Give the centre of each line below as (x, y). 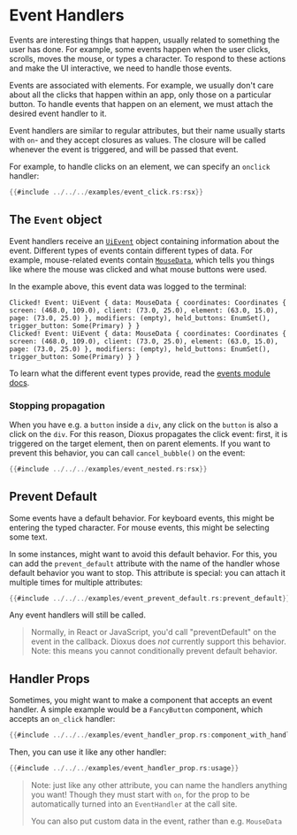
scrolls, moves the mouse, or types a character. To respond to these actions (148, 58)
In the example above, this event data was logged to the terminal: (128, 286)
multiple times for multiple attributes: (76, 582)
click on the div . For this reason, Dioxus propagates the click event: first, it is (148, 433)
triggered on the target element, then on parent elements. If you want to (140, 443)
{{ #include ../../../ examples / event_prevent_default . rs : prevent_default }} (150, 598)
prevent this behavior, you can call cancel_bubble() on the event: (127, 453)
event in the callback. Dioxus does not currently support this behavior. (158, 641)
